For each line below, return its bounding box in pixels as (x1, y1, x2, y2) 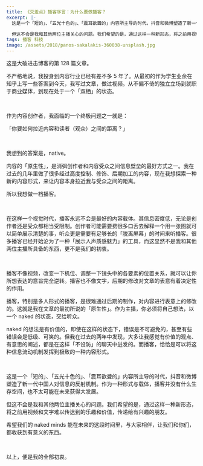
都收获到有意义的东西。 (6, 429, 65, 436)
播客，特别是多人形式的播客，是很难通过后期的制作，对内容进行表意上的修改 (6, 297, 197, 305)
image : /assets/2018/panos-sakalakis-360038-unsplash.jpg (6, 42, 155, 48)
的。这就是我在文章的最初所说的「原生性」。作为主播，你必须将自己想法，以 (6, 305, 195, 312)
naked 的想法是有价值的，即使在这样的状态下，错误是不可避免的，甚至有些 (6, 326, 193, 332)
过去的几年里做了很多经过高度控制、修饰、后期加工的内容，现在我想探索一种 (6, 170, 197, 177)
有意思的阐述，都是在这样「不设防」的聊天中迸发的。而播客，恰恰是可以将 (6, 341, 192, 348)
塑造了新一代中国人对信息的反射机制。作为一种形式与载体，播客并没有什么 (6, 380, 192, 387)
